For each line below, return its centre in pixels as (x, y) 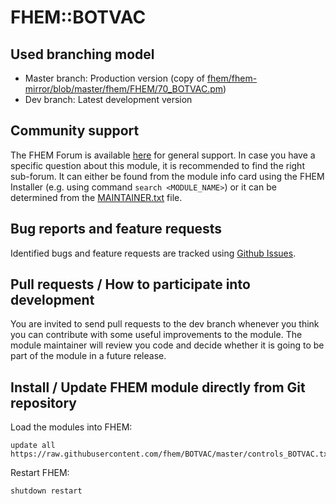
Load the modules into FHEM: (71, 427)
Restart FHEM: (40, 473)
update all (33, 446)
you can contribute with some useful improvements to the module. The (156, 335)
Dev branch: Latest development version (108, 99)
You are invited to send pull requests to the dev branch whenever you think (165, 324)
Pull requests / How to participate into (130, 284)
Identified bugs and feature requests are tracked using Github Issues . (153, 253)
